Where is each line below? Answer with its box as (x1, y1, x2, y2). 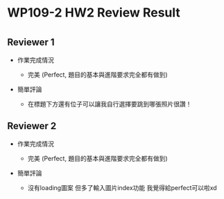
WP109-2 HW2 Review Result (7, 5, 180, 21)
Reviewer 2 (7, 120, 57, 132)
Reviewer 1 (7, 37, 55, 48)
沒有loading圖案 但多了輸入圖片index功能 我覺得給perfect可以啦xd (27, 183, 217, 191)
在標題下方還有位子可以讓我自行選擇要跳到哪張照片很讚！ (27, 99, 192, 108)
